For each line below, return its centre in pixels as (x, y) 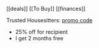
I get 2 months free (39, 38)
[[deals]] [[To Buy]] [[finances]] (46, 9)
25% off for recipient (42, 32)
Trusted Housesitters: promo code (50, 20)
